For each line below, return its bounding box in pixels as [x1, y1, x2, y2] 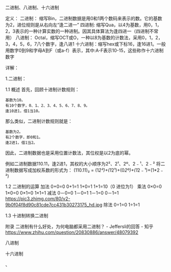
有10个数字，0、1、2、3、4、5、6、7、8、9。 [5, 103, 90, 108]
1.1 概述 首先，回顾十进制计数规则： [5, 87, 80, 92]
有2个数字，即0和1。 [5, 135, 43, 140]
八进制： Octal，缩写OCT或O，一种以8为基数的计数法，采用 [15, 35, 142, 40]
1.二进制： [5, 76, 27, 81]
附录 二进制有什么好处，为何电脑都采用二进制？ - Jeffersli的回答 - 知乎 [5, 223, 154, 229]
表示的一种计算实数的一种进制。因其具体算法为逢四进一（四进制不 [15, 28, 154, 34]
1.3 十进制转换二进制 [5, 213, 48, 219]
